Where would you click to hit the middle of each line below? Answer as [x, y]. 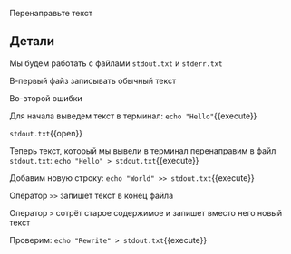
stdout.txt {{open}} [46, 133]
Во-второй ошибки [46, 98]
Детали [32, 41]
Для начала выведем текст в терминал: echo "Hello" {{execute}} [133, 116]
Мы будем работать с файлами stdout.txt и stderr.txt [116, 63]
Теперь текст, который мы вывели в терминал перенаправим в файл [143, 151]
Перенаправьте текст [51, 13]
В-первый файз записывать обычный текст [93, 80]
